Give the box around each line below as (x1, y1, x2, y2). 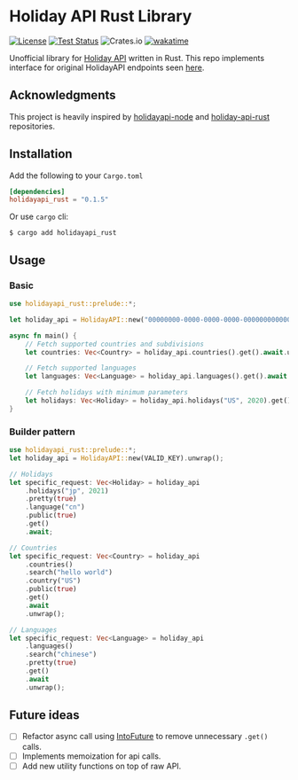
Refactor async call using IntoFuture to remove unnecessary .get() (21, 731, 269, 742)
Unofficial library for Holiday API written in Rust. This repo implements (9, 52, 264, 63)
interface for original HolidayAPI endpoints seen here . (9, 62, 205, 73)
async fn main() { (9, 331, 77, 340)
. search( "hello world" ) (25, 568, 114, 577)
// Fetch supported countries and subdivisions (25, 339, 204, 348)
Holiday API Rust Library (9, 6, 192, 27)
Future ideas (9, 707, 80, 723)
